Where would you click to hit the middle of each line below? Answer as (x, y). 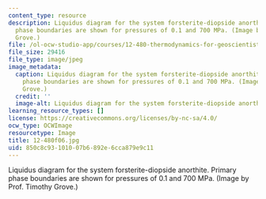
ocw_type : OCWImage (40, 126)
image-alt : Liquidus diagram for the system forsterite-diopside (125, 103)
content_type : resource (47, 15)
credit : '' (33, 96)
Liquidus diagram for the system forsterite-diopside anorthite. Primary (122, 170)
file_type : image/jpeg (46, 60)
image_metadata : (35, 67)
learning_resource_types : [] (56, 111)
